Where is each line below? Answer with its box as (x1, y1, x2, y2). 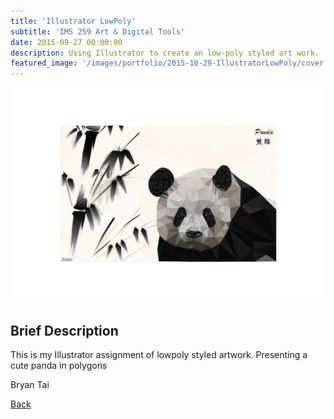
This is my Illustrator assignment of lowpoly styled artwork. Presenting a (10, 348, 308, 360)
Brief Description (10, 322, 119, 339)
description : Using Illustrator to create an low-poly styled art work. (10, 48, 320, 58)
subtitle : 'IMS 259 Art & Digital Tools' (10, 26, 186, 37)
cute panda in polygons (10, 359, 108, 371)
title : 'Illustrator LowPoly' (10, 16, 137, 26)
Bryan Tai (10, 378, 50, 390)
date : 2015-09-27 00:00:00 (10, 37, 123, 47)
